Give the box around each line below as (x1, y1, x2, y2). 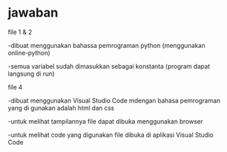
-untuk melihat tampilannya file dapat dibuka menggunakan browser (8, 117, 203, 126)
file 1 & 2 (8, 28, 33, 36)
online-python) (8, 49, 51, 57)
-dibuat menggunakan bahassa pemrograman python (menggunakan (8, 41, 205, 49)
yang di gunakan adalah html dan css (8, 103, 115, 112)
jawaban (8, 5, 58, 21)
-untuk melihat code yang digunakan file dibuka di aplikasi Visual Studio (8, 130, 214, 139)
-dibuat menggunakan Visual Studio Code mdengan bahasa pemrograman (8, 96, 221, 105)
